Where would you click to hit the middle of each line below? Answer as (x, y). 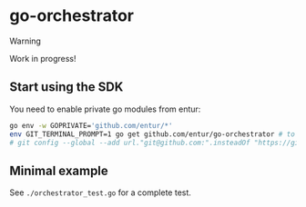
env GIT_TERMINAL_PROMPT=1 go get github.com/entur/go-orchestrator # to (153, 134)
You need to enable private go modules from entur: (105, 109)
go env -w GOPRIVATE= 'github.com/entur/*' (91, 125)
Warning (25, 41)
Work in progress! (43, 58)
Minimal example (59, 170)
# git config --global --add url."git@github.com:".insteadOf (130, 143)
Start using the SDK (66, 87)
